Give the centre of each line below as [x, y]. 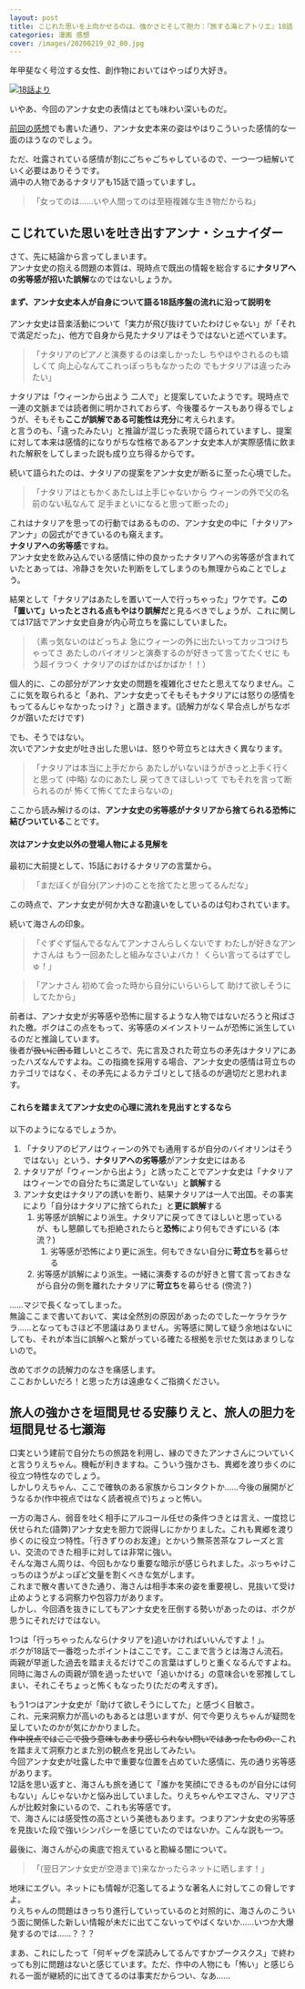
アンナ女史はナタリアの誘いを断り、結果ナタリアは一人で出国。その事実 [158, 1194]
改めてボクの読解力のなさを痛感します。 [85, 1369]
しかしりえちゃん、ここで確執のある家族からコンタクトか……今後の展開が [148, 1487]
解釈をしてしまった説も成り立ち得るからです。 [112, 454]
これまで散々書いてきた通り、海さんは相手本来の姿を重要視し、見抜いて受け [152, 1586]
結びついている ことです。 [57, 822]
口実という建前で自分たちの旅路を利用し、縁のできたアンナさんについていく [153, 1453]
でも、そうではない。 [49, 737]
